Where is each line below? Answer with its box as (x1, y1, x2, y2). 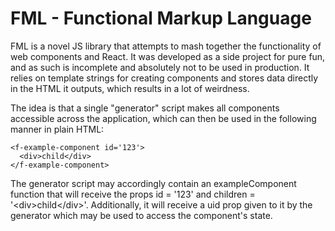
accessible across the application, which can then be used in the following (10, 112, 317, 124)
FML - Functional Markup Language (10, 7, 312, 30)
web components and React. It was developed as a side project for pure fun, (10, 50, 326, 62)
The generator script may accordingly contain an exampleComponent (10, 177, 297, 189)
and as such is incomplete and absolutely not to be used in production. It (10, 61, 310, 73)
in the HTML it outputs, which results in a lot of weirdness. (10, 82, 250, 94)
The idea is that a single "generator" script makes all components (10, 102, 280, 114)
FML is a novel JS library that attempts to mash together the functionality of (10, 40, 322, 52)
